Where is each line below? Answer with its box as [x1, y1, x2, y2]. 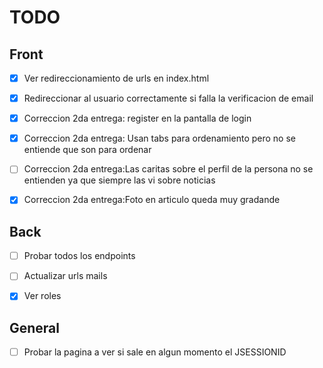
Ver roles [23, 290, 62, 302]
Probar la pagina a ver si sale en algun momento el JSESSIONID [23, 346, 287, 358]
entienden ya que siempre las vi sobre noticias [23, 174, 216, 186]
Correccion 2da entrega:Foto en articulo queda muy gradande [23, 194, 281, 206]
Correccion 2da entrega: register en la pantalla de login [23, 112, 252, 125]
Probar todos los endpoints [23, 250, 136, 262]
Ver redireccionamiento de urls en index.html [23, 72, 210, 84]
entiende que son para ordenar [23, 144, 152, 156]
